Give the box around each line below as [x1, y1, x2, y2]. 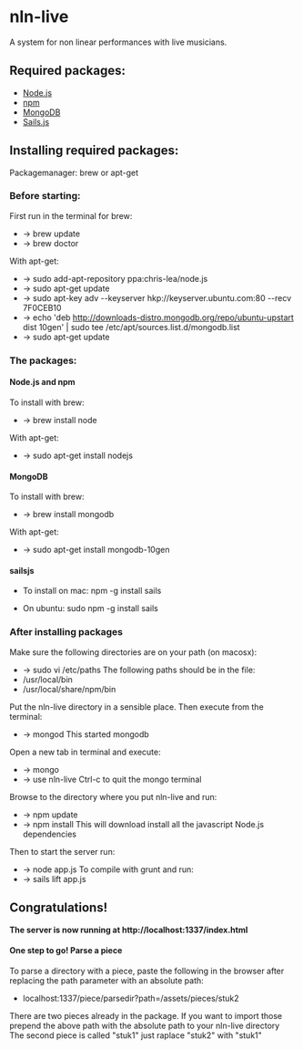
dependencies [22, 828, 77, 839]
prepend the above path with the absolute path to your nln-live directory [9, 1020, 280, 1031]
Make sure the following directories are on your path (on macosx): [9, 646, 258, 658]
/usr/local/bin [22, 673, 73, 685]
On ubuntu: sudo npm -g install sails [22, 603, 159, 614]
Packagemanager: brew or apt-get [9, 167, 139, 178]
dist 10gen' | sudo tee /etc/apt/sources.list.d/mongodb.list [22, 321, 240, 332]
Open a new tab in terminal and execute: [9, 746, 161, 757]
